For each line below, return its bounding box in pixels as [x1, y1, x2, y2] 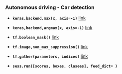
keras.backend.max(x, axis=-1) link [12, 15, 86, 21]
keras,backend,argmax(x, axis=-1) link [12, 25, 93, 31]
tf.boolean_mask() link [12, 34, 59, 40]
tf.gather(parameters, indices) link [12, 53, 88, 59]
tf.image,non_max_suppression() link [12, 44, 88, 50]
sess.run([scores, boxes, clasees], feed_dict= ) [12, 64, 118, 69]
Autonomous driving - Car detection [5, 4, 95, 11]
